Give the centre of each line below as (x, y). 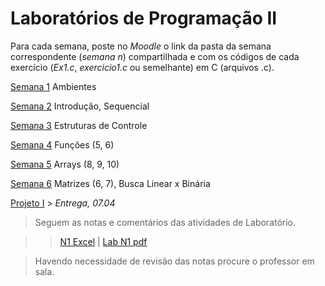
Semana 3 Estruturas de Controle (79, 125)
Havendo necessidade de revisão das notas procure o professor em (174, 261)
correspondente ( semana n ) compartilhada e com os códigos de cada (155, 56)
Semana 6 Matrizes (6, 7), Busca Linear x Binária (110, 183)
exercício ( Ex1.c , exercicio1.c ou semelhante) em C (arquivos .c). (142, 67)
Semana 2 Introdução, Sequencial (80, 106)
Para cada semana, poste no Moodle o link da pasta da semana (141, 46)
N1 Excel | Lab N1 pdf (103, 241)
